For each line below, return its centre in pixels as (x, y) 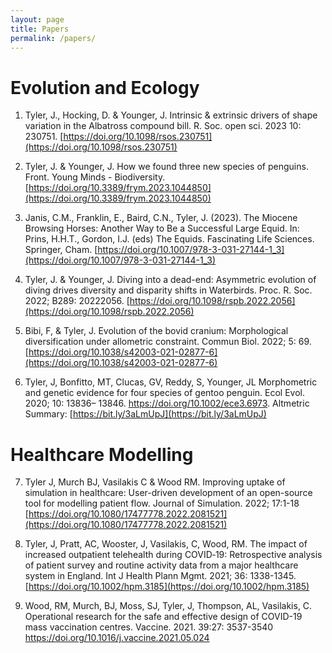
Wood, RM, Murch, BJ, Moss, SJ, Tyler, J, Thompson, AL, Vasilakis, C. (168, 606)
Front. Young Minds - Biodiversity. (95, 177)
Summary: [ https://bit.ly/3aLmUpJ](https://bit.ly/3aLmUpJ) (145, 414)
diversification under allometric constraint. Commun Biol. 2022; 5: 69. (168, 342)
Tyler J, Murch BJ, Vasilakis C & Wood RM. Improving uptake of (155, 482)
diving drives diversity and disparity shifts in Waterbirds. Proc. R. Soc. (168, 290)
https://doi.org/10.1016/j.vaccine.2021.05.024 (117, 638)
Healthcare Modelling (102, 454)
